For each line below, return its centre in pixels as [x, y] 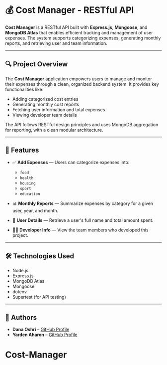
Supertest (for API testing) [39, 297]
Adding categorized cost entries [45, 99]
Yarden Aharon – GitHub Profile [45, 335]
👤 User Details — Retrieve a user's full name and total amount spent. [83, 220]
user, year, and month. [35, 210]
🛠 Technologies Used [40, 256]
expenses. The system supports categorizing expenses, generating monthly [83, 38]
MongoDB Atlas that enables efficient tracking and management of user [79, 32]
